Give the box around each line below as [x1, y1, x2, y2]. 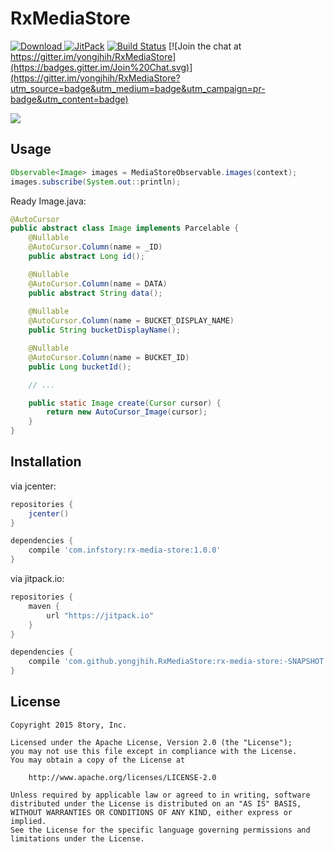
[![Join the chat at [168, 40, 242, 52]
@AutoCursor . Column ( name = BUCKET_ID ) [28, 352, 190, 362]
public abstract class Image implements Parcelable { [10, 223, 240, 234]
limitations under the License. [10, 833, 145, 844]
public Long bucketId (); [28, 362, 132, 372]
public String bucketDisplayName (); [28, 325, 182, 336]
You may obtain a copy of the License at [10, 755, 186, 765]
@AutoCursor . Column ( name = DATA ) [28, 278, 168, 289]
